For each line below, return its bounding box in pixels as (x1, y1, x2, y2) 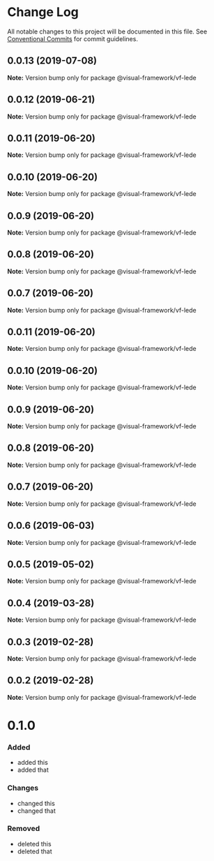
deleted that (17, 847, 52, 855)
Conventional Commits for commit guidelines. (7, 34, 138, 43)
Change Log (7, 4, 79, 20)
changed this (17, 799, 56, 807)
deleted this (17, 839, 52, 848)
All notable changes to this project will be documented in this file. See (7, 27, 208, 36)
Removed (7, 824, 40, 834)
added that (17, 765, 49, 774)
